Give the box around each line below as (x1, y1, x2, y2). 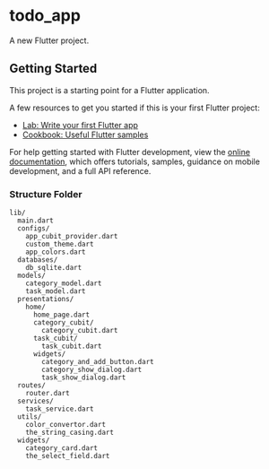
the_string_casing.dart (25, 428, 115, 438)
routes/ (17, 381, 47, 390)
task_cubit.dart (41, 342, 102, 351)
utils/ (17, 413, 42, 421)
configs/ (17, 224, 50, 233)
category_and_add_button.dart (41, 358, 154, 367)
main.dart (17, 216, 54, 225)
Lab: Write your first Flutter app (22, 119, 139, 130)
